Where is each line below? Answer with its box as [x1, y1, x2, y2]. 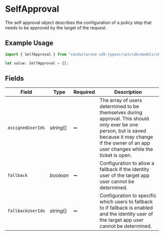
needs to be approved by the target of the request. [5, 24, 107, 30]
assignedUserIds [7, 125, 45, 130]
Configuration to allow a [100, 160, 155, 167]
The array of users [100, 97, 143, 104]
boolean [49, 172, 69, 179]
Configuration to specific [100, 192, 157, 199]
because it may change [100, 133, 153, 140]
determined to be [100, 103, 139, 110]
